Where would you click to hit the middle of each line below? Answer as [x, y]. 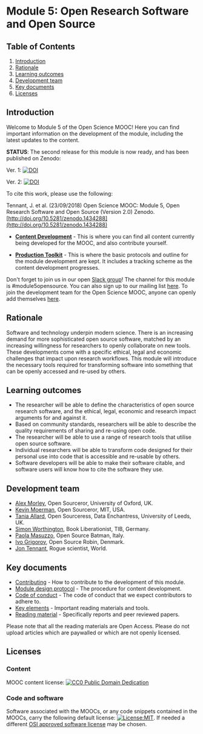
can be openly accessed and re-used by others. [66, 371]
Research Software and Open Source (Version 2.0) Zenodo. [81, 211]
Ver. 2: [15, 182]
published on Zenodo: [34, 158]
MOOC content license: [35, 682]
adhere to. [28, 602]
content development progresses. [57, 267]
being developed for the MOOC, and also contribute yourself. [91, 243]
